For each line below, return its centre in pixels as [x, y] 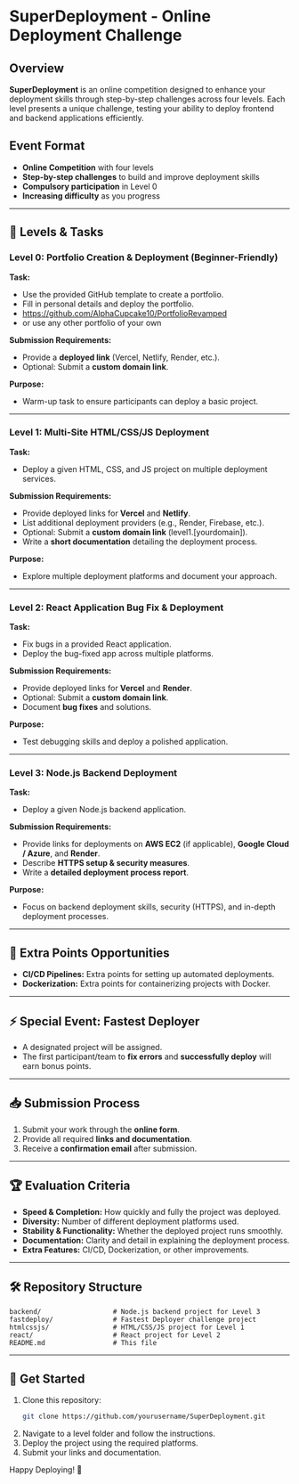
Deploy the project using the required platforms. [110, 1443]
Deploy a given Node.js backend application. [104, 810]
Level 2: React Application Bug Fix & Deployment [117, 607]
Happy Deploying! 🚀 [46, 1470]
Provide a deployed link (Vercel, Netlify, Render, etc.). [121, 357]
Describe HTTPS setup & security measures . [105, 863]
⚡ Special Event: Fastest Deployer [105, 1021]
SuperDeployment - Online [110, 16]
